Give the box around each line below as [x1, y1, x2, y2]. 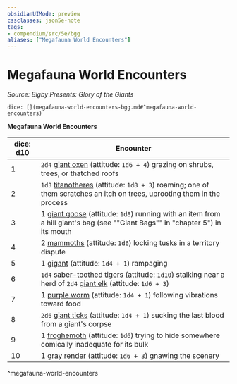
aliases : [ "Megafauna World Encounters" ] [7, 37, 131, 44]
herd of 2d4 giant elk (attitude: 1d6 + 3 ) [41, 279, 169, 289]
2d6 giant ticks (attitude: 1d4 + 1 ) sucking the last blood [41, 311, 224, 321]
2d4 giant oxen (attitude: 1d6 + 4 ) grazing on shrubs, [41, 160, 214, 170]
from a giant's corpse [41, 319, 112, 329]
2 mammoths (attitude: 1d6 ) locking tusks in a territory [41, 238, 220, 248]
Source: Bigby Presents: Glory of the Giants [7, 90, 134, 99]
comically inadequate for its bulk [41, 340, 149, 349]
